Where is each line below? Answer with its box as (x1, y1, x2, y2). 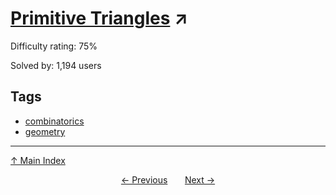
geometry (24, 125, 66, 137)
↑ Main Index (10, 154, 66, 166)
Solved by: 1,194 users (10, 59, 102, 71)
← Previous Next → (120, 173, 216, 186)
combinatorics (24, 115, 85, 127)
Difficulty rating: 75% (10, 40, 98, 52)
